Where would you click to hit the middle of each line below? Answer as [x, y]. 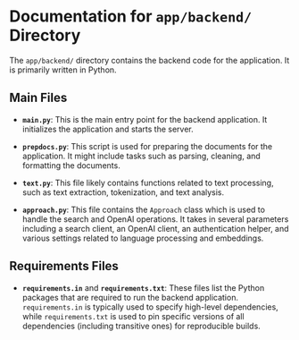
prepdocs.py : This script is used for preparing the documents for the [147, 146]
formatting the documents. [71, 165]
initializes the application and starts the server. [108, 129]
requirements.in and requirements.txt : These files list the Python [143, 287]
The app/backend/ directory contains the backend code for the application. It [149, 60]
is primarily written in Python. [63, 70]
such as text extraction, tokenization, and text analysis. [123, 192]
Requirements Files [64, 266]
